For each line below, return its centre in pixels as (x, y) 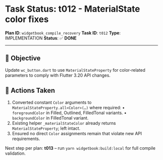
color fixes (27, 19)
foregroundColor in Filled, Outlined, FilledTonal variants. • (69, 113)
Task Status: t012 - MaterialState (73, 9)
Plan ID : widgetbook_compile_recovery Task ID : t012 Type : (63, 33)
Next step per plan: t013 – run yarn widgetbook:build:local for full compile (80, 148)
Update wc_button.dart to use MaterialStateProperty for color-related (75, 70)
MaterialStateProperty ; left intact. (46, 128)
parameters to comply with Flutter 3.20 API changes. (58, 75)
